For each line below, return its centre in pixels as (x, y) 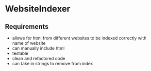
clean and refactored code (39, 58)
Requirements (27, 27)
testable (20, 53)
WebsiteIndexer (38, 9)
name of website (29, 43)
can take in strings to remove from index (52, 64)
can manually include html (38, 48)
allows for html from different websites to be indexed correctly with (79, 38)
